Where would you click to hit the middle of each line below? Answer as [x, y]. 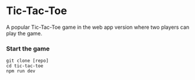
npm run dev [21, 71]
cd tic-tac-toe [25, 66]
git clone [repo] [27, 61]
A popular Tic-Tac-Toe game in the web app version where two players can [98, 27]
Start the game [28, 48]
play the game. [24, 33]
